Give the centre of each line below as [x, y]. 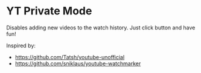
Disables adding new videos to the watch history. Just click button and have [101, 28]
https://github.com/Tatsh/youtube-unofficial [70, 57]
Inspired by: [21, 45]
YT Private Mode [49, 11]
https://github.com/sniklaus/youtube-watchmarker [78, 63]
